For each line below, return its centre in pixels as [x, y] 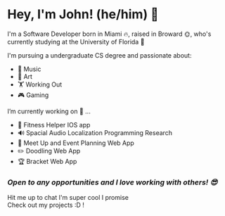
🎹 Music [29, 69]
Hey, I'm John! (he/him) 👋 [83, 14]
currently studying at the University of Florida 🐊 [76, 42]
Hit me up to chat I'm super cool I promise [68, 198]
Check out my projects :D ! [46, 205]
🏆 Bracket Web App [47, 161]
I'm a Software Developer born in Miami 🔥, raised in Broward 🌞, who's [109, 34]
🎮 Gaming [33, 95]
